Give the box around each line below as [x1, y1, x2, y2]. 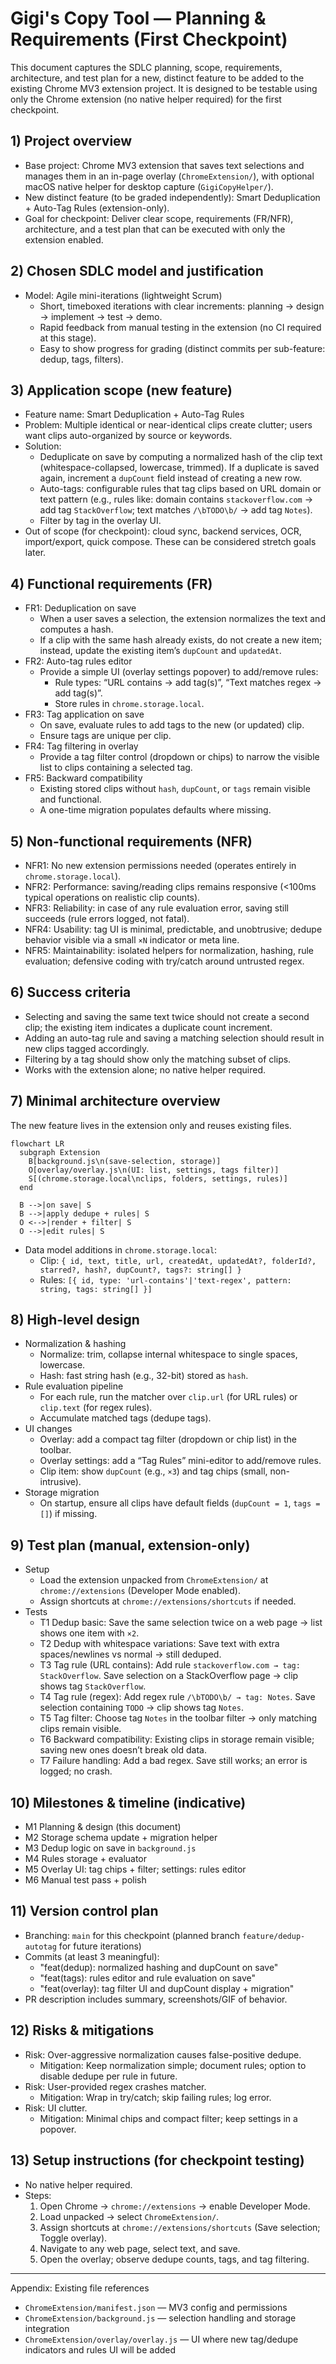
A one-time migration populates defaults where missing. [39, 804, 272, 816]
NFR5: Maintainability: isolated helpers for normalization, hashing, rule [24, 945, 315, 956]
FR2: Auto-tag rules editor [24, 655, 133, 667]
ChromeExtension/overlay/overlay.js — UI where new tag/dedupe [24, 2333, 299, 2345]
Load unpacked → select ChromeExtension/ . [39, 2210, 220, 2222]
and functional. [39, 793, 102, 806]
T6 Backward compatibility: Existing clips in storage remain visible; [39, 1733, 315, 1746]
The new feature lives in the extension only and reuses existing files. [10, 1119, 292, 1131]
